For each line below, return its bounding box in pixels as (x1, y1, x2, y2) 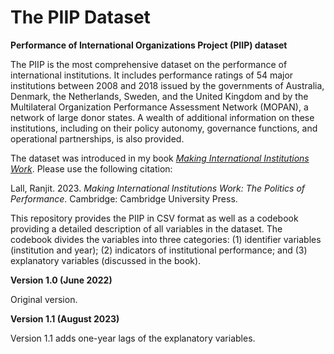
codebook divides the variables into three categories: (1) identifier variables (10, 233, 322, 245)
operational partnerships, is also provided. (10, 132, 185, 145)
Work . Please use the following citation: (10, 162, 173, 175)
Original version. (10, 293, 78, 305)
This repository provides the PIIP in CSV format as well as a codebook (10, 212, 299, 224)
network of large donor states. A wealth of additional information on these (10, 111, 315, 123)
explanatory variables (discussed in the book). (10, 254, 202, 266)
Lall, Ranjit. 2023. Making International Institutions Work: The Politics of (10, 182, 306, 194)
